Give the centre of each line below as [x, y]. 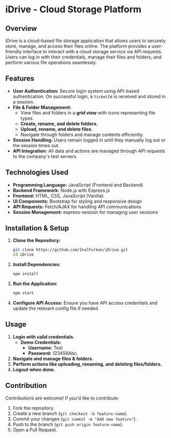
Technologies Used [37, 173]
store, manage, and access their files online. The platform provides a [78, 46]
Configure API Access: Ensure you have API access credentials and [85, 303]
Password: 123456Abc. [53, 353]
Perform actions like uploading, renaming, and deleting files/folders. [87, 364]
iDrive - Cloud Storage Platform [73, 9]
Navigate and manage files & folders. [53, 359]
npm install [25, 274]
